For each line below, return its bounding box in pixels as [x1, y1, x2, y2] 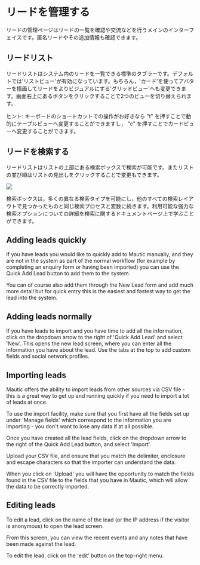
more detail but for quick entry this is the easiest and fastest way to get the [6, 288, 191, 295]
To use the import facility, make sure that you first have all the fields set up [6, 410, 190, 417]
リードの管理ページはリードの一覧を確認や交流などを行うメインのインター [6, 26, 189, 33]
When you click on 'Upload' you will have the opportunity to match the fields [6, 470, 194, 477]
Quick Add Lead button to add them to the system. [6, 270, 131, 277]
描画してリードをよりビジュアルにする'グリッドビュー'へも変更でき [16, 85, 181, 92]
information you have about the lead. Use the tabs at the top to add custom [6, 346, 191, 354]
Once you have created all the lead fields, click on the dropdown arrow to [6, 434, 187, 441]
